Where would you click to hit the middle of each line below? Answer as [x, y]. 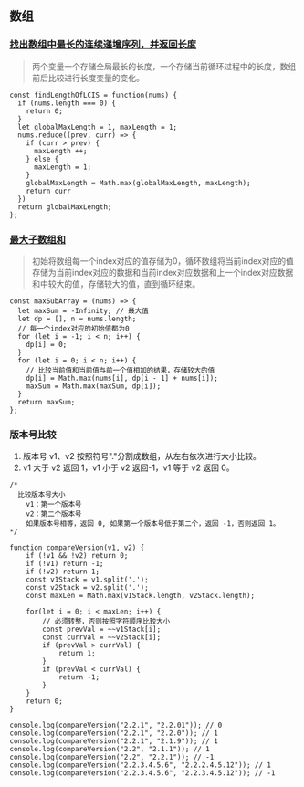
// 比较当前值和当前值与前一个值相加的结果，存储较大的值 [121, 370]
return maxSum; [47, 402]
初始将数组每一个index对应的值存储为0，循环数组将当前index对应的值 [163, 261]
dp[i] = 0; [47, 344]
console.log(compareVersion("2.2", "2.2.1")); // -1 [112, 757]
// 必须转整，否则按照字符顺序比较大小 [106, 622]
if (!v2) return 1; [63, 572]
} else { [42, 159]
